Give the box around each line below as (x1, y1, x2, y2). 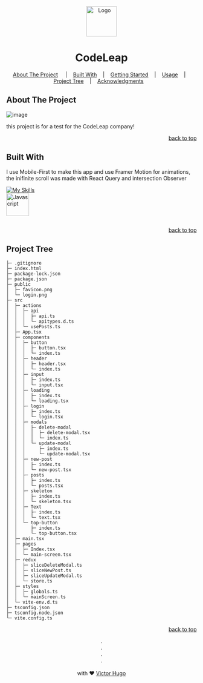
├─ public (6, 281, 31, 287)
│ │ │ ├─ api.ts (6, 313, 56, 319)
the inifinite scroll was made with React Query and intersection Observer (6, 174, 187, 182)
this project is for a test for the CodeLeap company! (6, 122, 135, 130)
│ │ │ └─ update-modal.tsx (6, 450, 91, 457)
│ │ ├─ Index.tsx (6, 546, 56, 552)
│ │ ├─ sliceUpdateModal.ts (6, 572, 83, 579)
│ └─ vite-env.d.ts (6, 599, 59, 605)
